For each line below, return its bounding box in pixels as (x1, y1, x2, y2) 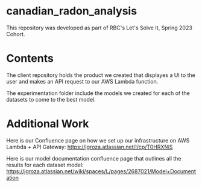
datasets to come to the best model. (6, 96, 96, 103)
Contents (6, 52, 54, 66)
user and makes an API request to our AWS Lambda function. (6, 78, 159, 85)
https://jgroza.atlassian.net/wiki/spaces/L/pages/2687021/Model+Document (6, 167, 196, 175)
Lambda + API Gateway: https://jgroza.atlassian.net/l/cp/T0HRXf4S (6, 143, 173, 150)
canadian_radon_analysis (6, 4, 137, 18)
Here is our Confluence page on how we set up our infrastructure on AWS (6, 136, 190, 144)
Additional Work (6, 117, 89, 130)
